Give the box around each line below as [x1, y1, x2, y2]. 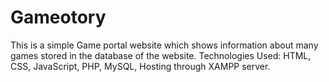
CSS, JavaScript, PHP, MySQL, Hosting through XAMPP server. [10, 60, 271, 72]
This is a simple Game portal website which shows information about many [10, 39, 319, 51]
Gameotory [10, 6, 107, 29]
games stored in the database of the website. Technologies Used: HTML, [10, 49, 312, 61]
